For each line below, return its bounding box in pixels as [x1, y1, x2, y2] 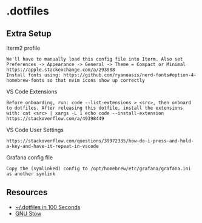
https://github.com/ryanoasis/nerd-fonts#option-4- [63, 72, 197, 78]
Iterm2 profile [6, 44, 41, 52]
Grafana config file [6, 154, 53, 161]
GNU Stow [15, 210, 42, 217]
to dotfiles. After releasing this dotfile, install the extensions [6, 105, 183, 111]
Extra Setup [6, 28, 52, 39]
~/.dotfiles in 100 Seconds [15, 203, 81, 210]
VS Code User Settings [6, 126, 64, 133]
